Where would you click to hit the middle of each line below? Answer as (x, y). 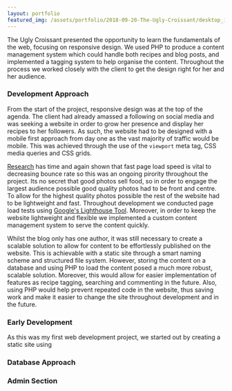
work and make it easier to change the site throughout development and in (113, 297)
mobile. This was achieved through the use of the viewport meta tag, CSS (112, 146)
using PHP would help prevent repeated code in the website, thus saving (110, 290)
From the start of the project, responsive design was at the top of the (105, 109)
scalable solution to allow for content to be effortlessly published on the (109, 245)
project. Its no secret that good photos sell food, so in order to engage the (112, 181)
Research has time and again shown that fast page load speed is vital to (109, 166)
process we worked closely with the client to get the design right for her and (116, 69)
